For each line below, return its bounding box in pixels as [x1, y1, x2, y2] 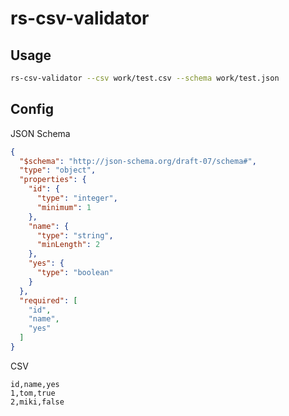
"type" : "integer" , [36, 193, 118, 204]
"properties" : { [19, 175, 87, 185]
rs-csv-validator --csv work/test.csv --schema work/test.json [10, 73, 280, 83]
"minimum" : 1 [36, 202, 92, 212]
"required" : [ [19, 295, 78, 306]
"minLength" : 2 [36, 240, 101, 250]
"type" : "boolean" [36, 268, 114, 278]
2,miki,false [10, 397, 65, 407]
